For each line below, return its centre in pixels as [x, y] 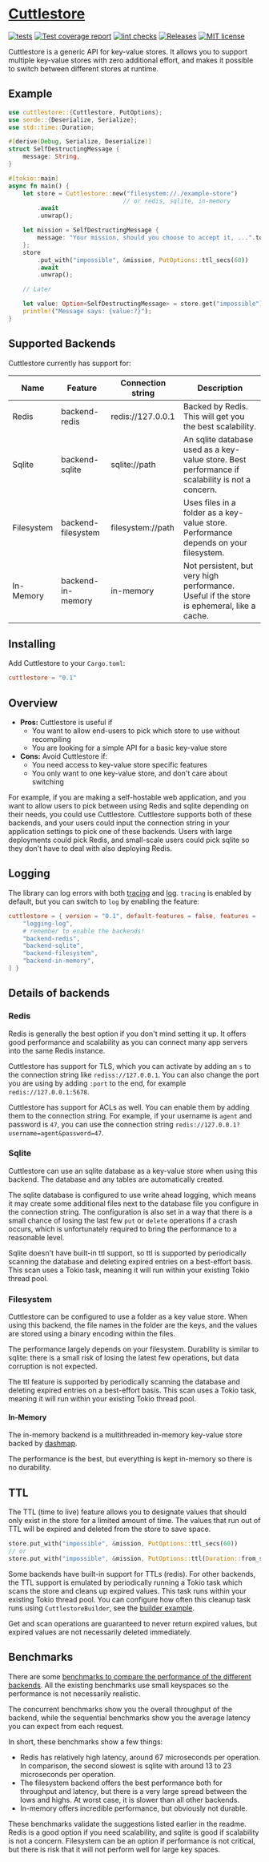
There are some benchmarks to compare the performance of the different [130, 1676]
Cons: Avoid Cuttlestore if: [64, 756]
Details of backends [59, 993]
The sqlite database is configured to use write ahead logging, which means [132, 1195]
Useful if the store [217, 595]
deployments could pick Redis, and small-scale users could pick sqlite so [129, 840]
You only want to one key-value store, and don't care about [130, 773]
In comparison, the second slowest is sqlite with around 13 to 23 [126, 1765]
